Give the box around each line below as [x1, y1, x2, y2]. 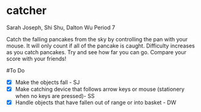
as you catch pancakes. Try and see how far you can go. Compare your [6, 48, 186, 55]
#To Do [6, 66, 25, 74]
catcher [6, 4, 47, 18]
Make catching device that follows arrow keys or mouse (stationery [15, 86, 185, 93]
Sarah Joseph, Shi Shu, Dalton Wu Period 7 [6, 24, 115, 31]
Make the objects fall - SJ [15, 79, 80, 86]
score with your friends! [6, 55, 67, 62]
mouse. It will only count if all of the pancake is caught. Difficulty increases [6, 42, 196, 49]
